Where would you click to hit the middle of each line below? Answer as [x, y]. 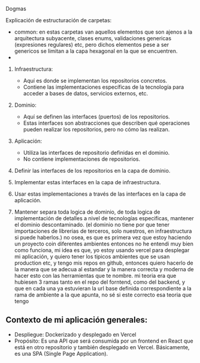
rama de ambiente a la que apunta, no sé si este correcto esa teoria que [103, 295]
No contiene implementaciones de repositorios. [82, 159]
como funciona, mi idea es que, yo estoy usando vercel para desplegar [102, 250]
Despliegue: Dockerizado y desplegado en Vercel [75, 334]
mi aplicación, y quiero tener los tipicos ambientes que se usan [92, 256]
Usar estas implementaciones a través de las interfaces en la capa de [100, 194]
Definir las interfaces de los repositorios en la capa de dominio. [92, 171]
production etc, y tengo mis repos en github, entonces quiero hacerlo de [104, 263]
